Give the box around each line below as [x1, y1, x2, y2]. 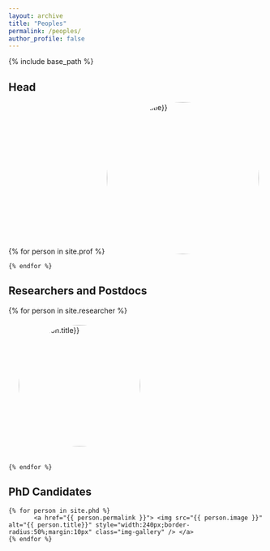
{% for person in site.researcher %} [8, 305, 128, 315]
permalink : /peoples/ [8, 27, 82, 35]
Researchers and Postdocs [8, 284, 148, 298]
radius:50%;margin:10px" [8, 528, 92, 536]
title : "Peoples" [8, 19, 67, 28]
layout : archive [8, 11, 63, 20]
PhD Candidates [8, 485, 92, 499]
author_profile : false [8, 34, 85, 43]
